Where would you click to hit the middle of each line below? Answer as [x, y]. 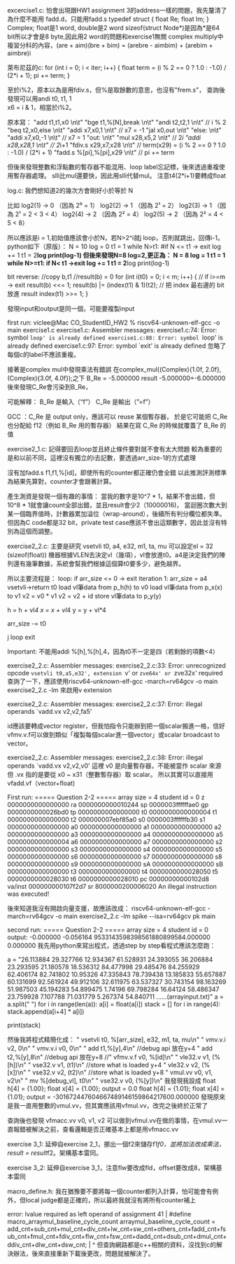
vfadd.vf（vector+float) [41, 783]
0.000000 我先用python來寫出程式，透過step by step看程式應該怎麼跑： [112, 946]
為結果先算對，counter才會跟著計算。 [61, 481]
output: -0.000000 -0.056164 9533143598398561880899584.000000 [109, 937]
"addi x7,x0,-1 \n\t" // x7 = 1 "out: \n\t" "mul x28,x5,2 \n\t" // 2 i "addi [104, 138]
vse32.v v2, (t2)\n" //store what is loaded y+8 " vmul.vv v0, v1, [123, 1072]
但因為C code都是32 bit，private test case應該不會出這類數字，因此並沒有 [114, 522]
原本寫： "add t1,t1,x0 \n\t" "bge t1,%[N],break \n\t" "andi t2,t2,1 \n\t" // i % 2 [117, 122]
